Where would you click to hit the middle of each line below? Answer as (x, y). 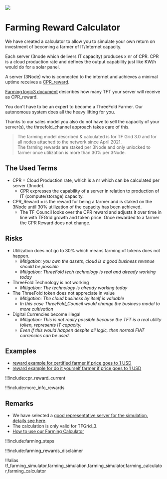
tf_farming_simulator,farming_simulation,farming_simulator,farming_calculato (84, 466)
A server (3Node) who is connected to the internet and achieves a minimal (82, 76)
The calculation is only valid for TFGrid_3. (55, 426)
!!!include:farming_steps (30, 441)
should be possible (39, 266)
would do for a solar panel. (33, 67)
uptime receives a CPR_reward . (37, 82)
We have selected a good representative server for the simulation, (80, 416)
